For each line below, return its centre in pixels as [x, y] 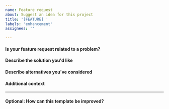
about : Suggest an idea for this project [49, 15]
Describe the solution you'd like [39, 60]
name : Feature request [29, 10]
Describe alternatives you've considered [49, 72]
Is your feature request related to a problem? [53, 49]
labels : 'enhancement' [29, 24]
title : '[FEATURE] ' [27, 19]
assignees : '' [20, 29]
